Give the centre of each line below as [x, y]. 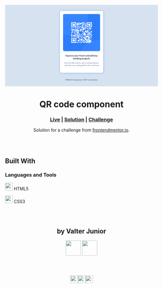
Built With [20, 161]
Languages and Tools [31, 175]
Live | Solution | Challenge [81, 119]
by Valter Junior [81, 231]
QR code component [81, 104]
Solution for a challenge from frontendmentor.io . [81, 130]
